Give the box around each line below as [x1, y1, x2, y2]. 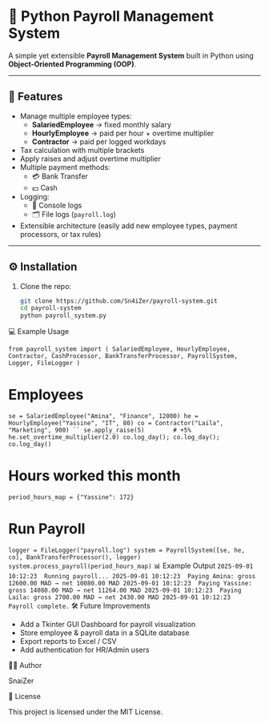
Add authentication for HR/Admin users [19, 645, 150, 654]
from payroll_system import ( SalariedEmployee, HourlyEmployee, [8, 345, 231, 353]
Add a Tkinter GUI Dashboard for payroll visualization [19, 620, 196, 629]
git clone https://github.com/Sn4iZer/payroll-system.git [19, 296, 218, 305]
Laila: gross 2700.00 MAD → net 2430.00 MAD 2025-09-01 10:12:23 [8, 593, 231, 601]
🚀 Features [8, 90, 63, 103]
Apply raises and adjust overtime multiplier [19, 154, 162, 163]
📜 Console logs [31, 200, 82, 210]
